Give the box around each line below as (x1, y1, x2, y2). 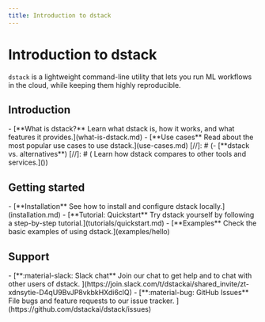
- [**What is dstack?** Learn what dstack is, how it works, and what (8, 124, 235, 134)
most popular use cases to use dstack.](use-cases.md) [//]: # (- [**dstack (8, 141, 250, 150)
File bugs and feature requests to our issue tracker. (8, 296, 175, 305)
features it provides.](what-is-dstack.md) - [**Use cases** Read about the (8, 132, 254, 142)
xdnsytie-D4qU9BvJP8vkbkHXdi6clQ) (8, 288, 133, 297)
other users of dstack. (8, 279, 81, 289)
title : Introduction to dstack (8, 11, 112, 20)
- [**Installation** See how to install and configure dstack (8, 202, 198, 211)
